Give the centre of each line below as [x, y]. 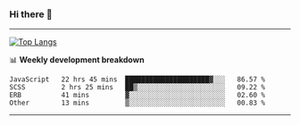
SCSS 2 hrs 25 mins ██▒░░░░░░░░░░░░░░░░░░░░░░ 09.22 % [137, 87]
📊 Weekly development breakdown [77, 60]
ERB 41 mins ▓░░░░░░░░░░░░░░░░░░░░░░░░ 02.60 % [137, 96]
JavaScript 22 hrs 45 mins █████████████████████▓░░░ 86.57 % [137, 79]
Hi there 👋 [31, 14]
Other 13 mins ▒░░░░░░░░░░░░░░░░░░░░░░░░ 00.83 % [137, 103]
